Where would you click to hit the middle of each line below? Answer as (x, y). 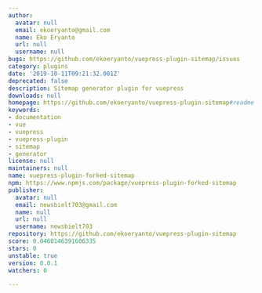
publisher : (26, 190)
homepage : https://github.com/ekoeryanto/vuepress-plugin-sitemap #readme (131, 103)
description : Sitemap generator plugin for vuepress (96, 88)
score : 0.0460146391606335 (52, 241)
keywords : (24, 110)
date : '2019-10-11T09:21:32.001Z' (65, 74)
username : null (40, 52)
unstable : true (33, 255)
